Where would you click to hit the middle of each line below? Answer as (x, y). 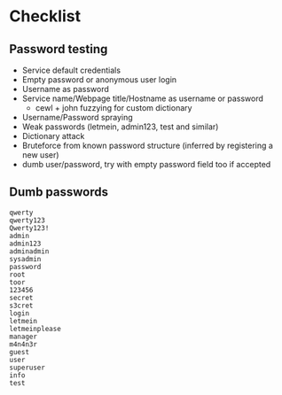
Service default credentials (71, 70)
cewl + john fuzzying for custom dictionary (114, 108)
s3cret (21, 306)
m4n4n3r (23, 344)
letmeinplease (35, 329)
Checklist (45, 16)
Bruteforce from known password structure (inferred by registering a (147, 145)
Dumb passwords (59, 192)
